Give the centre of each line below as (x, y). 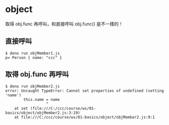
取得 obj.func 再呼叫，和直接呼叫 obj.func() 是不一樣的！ (64, 24)
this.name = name (41, 99)
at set (21, 108)
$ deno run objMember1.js (32, 53)
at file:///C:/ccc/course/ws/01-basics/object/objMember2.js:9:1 (85, 117)
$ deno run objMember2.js (32, 86)
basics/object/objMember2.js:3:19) (43, 113)
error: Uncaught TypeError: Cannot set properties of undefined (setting (85, 91)
